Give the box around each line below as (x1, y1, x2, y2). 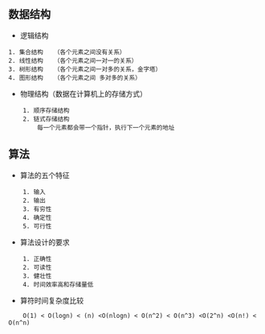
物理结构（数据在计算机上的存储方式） (19, 89, 147, 98)
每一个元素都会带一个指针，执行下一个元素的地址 (37, 123, 175, 131)
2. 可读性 (22, 263, 52, 271)
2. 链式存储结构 (22, 115, 70, 123)
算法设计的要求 (19, 237, 70, 247)
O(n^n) (8, 319, 31, 327)
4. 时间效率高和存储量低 (22, 280, 94, 288)
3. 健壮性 (22, 272, 52, 280)
